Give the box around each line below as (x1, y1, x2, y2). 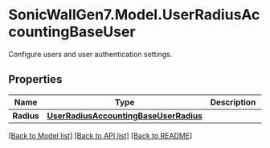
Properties (8, 72, 63, 86)
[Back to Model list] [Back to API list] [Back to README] (8, 130, 193, 140)
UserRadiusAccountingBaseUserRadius (47, 110, 202, 121)
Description (210, 97, 256, 108)
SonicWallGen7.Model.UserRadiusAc (8, 6, 260, 24)
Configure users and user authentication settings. (8, 49, 173, 59)
